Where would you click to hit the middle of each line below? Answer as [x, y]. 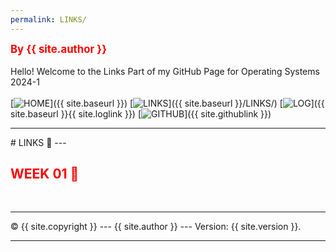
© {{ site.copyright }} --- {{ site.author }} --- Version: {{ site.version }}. [156, 227]
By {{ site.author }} [59, 49]
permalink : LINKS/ [48, 19]
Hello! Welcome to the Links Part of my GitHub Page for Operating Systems [165, 71]
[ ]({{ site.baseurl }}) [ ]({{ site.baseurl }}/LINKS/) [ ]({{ [167, 103]
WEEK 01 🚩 [45, 174]
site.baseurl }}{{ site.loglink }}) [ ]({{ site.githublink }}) [141, 113]
